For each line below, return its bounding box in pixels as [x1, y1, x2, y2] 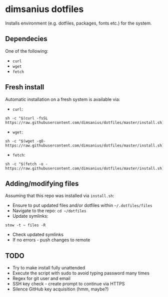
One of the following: [5, 48, 48, 54]
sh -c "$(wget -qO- [5, 138, 46, 143]
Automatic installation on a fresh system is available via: [5, 96, 120, 102]
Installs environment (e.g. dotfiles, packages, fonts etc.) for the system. [5, 20, 152, 26]
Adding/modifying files [5, 179, 79, 188]
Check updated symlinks [12, 232, 64, 238]
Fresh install [5, 83, 44, 91]
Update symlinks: [12, 213, 48, 219]
